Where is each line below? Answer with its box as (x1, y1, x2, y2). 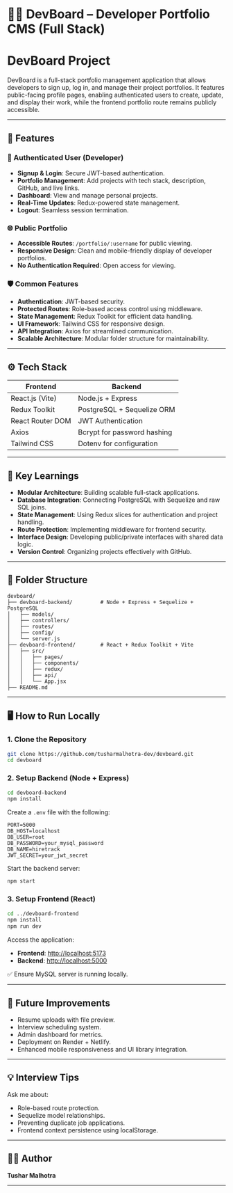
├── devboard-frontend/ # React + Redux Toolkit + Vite (7, 641, 194, 648)
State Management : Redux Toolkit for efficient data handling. (17, 313, 193, 321)
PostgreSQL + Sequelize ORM (78, 405, 175, 415)
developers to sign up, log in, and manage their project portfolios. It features (7, 84, 225, 92)
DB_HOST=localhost (7, 828, 60, 835)
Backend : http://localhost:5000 (17, 956, 107, 965)
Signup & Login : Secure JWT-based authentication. (17, 168, 165, 177)
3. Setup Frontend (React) (7, 894, 96, 904)
